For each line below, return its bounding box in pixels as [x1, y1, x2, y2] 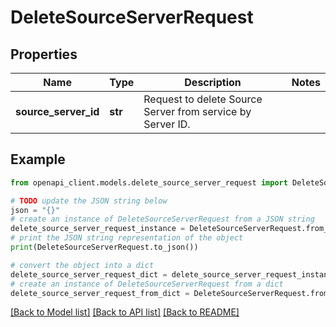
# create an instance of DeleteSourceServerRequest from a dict [10, 279, 284, 289]
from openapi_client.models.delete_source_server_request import [10, 177, 288, 188]
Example [10, 151, 66, 168]
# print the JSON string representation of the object [10, 233, 244, 243]
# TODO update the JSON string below [10, 196, 168, 206]
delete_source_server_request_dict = [10, 269, 168, 280]
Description [184, 76, 242, 89]
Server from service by [143, 105, 252, 118]
